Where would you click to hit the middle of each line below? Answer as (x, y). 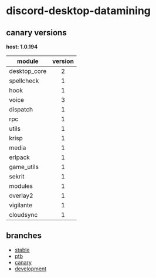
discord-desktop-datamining (79, 11)
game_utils (24, 167)
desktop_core (28, 71)
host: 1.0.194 (22, 47)
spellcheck (24, 81)
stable (22, 250)
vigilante (21, 205)
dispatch (21, 109)
